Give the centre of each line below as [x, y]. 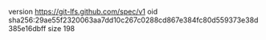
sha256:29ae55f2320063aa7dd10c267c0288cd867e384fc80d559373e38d [133, 20]
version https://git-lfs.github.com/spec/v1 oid [83, 12]
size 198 [61, 28]
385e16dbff [27, 28]
